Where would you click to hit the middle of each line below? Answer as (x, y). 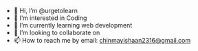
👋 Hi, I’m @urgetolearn (45, 11)
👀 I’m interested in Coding (50, 18)
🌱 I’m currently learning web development (73, 25)
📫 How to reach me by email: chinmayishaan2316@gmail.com (102, 40)
